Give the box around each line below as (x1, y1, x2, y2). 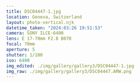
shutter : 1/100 (6, 52, 43, 58)
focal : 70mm (6, 41, 35, 47)
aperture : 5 (6, 47, 35, 53)
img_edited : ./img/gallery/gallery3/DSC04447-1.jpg (6, 63, 134, 69)
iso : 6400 (6, 57, 30, 63)
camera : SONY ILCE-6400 (6, 30, 64, 36)
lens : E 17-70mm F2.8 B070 (6, 36, 72, 41)
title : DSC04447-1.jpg (6, 8, 61, 15)
